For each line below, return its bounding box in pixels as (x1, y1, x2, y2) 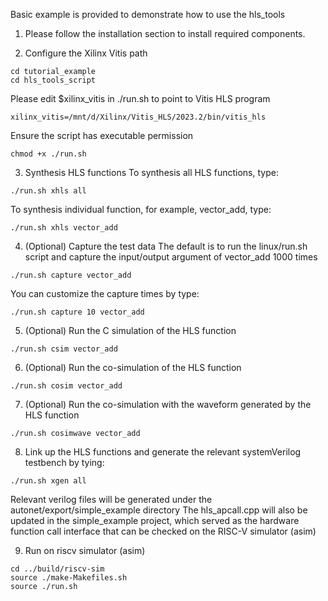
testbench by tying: (24, 457, 105, 468)
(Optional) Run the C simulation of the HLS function (24, 325, 237, 336)
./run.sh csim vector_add (10, 344, 118, 354)
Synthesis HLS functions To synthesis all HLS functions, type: (24, 167, 279, 178)
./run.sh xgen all (10, 476, 87, 486)
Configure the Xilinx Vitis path (24, 47, 148, 59)
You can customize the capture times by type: (10, 288, 200, 299)
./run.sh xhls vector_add (10, 223, 118, 233)
